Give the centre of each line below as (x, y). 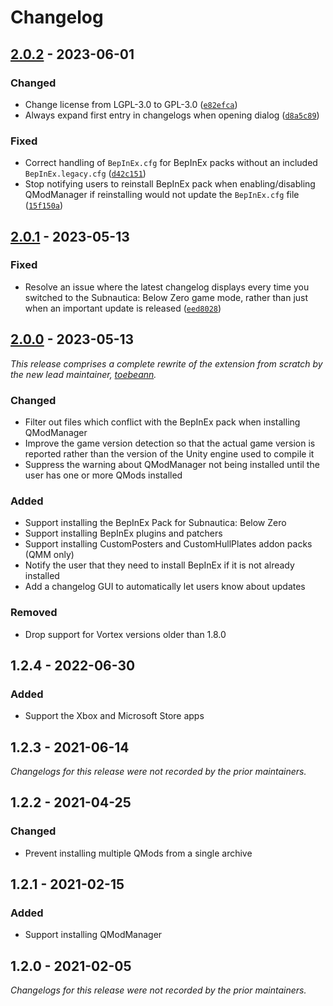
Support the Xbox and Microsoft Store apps (114, 716)
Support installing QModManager (93, 935)
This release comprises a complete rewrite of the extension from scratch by (166, 363)
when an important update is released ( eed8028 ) (123, 308)
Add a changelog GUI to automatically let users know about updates (165, 587)
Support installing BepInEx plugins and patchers (123, 533)
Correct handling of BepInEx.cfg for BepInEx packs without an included (171, 163)
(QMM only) (49, 555)
